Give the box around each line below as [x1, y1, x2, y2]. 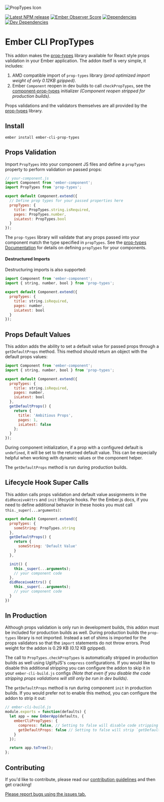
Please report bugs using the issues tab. [5, 791, 86, 797]
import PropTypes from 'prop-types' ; [5, 185, 82, 190]
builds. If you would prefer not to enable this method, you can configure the [5, 690, 157, 696]
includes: [5, 63, 23, 68]
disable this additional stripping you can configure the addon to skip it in [5, 665, 150, 671]
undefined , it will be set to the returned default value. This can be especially [5, 450, 157, 455]
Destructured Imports [5, 256, 50, 261]
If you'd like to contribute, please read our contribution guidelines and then [5, 777, 156, 782]
